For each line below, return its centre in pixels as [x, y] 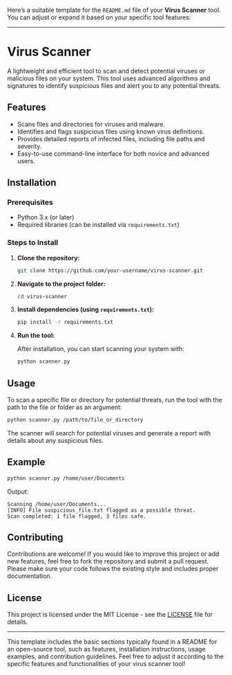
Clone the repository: [48, 258]
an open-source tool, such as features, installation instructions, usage [106, 649]
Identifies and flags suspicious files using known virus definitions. [111, 132]
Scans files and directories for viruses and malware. [91, 124]
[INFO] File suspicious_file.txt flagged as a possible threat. [101, 510]
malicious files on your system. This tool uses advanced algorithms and [109, 78]
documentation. [30, 576]
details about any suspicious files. [55, 440]
